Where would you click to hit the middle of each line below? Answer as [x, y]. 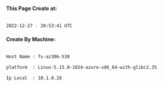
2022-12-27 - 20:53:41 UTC [39, 26]
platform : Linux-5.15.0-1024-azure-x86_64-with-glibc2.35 [82, 68]
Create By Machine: [31, 39]
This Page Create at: [32, 8]
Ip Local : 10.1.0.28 [34, 78]
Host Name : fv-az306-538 [38, 57]
